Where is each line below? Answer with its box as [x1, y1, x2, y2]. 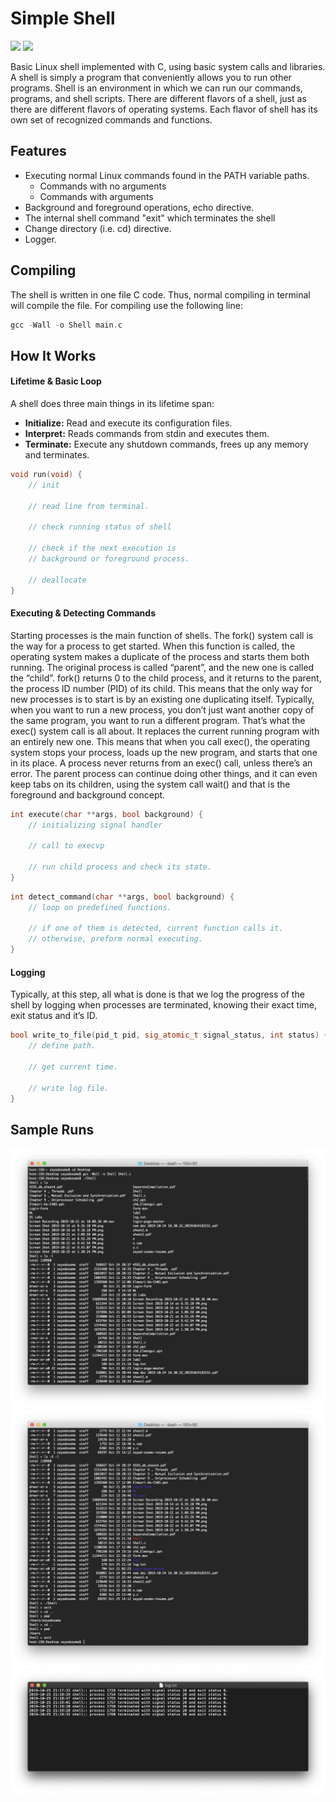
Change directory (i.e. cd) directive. [24, 222, 172, 234]
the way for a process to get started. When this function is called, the [10, 640, 296, 652]
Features [10, 143, 67, 160]
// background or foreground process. [28, 554, 190, 564]
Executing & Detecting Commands [10, 607, 156, 619]
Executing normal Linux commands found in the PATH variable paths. [24, 169, 310, 181]
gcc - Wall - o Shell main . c [10, 320, 123, 330]
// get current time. [28, 1062, 118, 1072]
